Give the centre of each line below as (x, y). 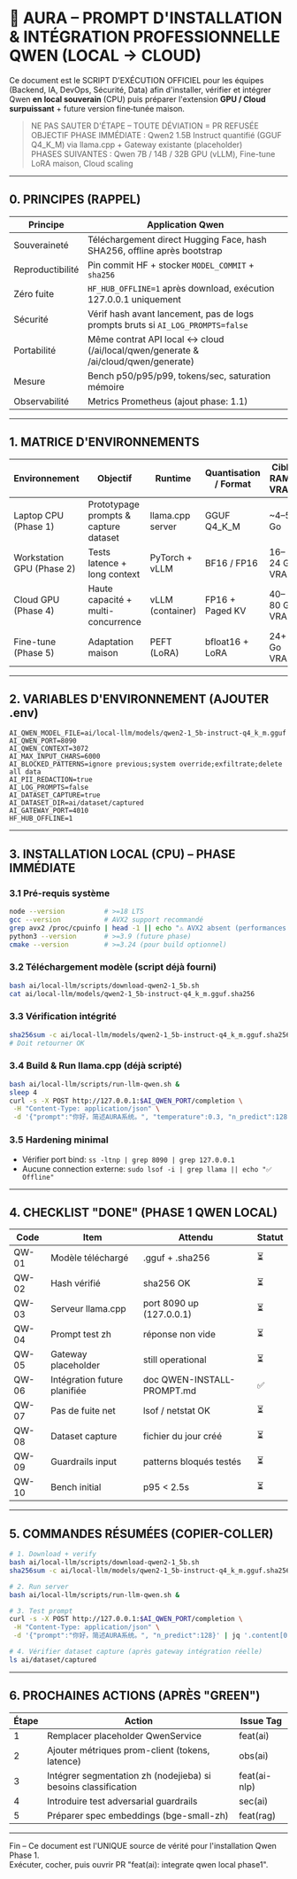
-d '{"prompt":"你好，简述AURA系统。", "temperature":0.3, (118, 1117)
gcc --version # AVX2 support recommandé (106, 920)
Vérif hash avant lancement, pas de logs (171, 314)
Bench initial (76, 1487)
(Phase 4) (34, 611)
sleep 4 (23, 1092)
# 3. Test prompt (41, 1611)
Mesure (30, 381)
